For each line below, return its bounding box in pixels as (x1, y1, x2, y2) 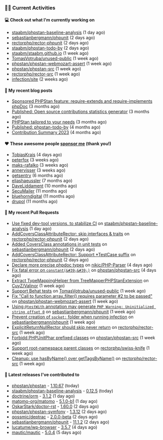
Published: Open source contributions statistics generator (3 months (11, 109, 150, 114)
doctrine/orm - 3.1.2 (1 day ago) (11, 393, 75, 399)
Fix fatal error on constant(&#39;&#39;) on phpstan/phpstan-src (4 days (11, 267, 157, 273)
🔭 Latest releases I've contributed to (4, 372, 80, 378)
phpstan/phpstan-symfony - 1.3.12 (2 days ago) (11, 408, 107, 415)
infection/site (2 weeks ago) (11, 76, 68, 82)
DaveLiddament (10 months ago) (11, 183, 78, 189)
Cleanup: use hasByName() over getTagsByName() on (11, 355, 121, 361)
